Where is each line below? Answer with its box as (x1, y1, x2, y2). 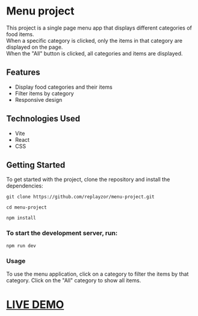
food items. (6, 30, 34, 37)
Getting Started (6, 160, 66, 170)
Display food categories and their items (14, 83, 113, 90)
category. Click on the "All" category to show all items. (6, 276, 141, 284)
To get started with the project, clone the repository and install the (6, 176, 170, 183)
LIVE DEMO (6, 298, 64, 312)
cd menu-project (6, 204, 47, 210)
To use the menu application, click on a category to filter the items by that (6, 270, 189, 277)
